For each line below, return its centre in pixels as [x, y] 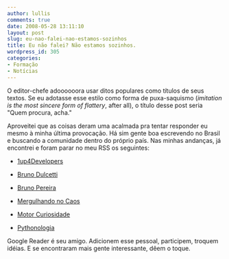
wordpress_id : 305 [33, 52]
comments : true [29, 20]
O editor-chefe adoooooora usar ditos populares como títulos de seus [106, 91]
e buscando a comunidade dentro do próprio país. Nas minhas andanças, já [114, 140]
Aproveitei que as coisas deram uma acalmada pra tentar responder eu [107, 126]
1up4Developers [40, 161]
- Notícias [23, 71]
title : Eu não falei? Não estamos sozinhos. [72, 45]
